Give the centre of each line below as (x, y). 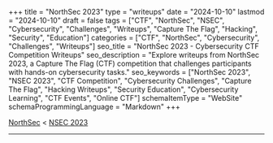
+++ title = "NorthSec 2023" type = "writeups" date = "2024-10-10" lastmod (136, 12)
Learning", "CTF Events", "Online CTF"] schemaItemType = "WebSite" (126, 98)
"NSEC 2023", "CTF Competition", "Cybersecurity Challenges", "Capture (130, 81)
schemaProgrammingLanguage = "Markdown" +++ (95, 106)
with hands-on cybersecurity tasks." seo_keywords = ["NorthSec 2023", (129, 72)
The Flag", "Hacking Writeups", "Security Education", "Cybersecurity (123, 89)
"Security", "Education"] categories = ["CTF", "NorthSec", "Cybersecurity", (134, 37)
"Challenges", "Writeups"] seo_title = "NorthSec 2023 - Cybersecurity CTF (134, 46)
